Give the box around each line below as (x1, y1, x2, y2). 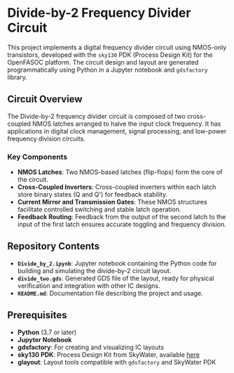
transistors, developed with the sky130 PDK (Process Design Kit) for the (7, 51, 213, 59)
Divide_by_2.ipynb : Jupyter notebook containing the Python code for (17, 259, 217, 268)
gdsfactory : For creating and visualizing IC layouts (17, 343, 165, 351)
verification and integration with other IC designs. (17, 281, 160, 289)
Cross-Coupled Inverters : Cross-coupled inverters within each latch (17, 183, 216, 191)
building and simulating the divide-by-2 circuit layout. (17, 266, 172, 275)
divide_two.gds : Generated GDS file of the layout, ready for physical (17, 274, 214, 282)
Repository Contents (7, 240, 100, 252)
